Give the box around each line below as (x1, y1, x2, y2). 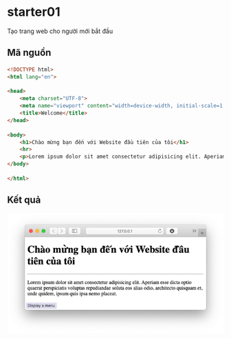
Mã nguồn (7, 47, 52, 59)
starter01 (7, 4, 60, 20)
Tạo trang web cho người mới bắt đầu (7, 27, 113, 35)
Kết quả (7, 194, 41, 206)
